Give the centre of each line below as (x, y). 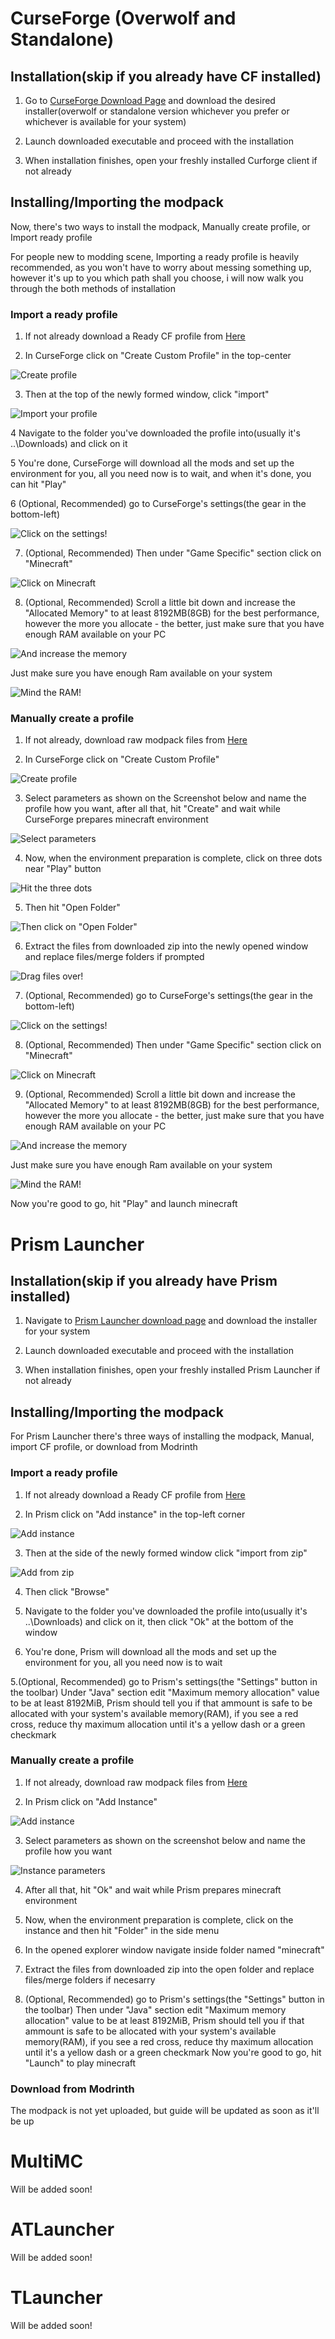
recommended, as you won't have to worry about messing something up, (161, 267)
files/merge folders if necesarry (90, 1979)
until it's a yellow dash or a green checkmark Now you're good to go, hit (173, 2052)
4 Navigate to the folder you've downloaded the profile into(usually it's (155, 433)
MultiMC (47, 2161)
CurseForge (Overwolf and (123, 18)
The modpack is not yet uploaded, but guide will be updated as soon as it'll (165, 2111)
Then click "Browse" (67, 1591)
